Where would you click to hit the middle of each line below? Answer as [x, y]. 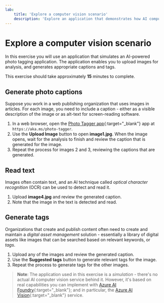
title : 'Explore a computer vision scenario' [61, 14]
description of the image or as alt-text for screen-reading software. [73, 114]
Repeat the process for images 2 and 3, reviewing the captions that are [83, 150]
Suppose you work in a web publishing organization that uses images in [77, 104]
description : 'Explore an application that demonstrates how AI [81, 19]
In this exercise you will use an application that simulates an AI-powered [78, 56]
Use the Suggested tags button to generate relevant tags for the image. [84, 259]
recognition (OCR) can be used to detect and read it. [58, 187]
